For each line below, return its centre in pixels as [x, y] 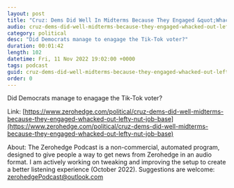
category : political [37, 33]
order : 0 [20, 78]
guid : [15, 72]
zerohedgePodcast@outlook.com [55, 177]
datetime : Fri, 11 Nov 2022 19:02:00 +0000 [71, 59]
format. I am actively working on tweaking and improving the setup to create [117, 162]
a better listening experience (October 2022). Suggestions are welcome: [111, 170]
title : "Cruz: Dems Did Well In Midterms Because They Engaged [101, 20]
